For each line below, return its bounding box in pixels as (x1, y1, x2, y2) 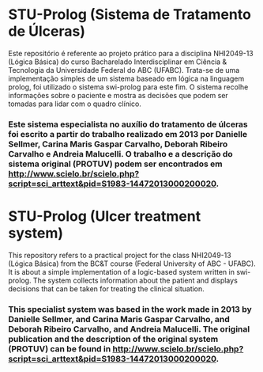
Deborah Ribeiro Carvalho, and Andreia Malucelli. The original (8, 323, 250, 334)
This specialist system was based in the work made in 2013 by (8, 303, 253, 314)
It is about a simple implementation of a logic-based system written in (8, 267, 235, 276)
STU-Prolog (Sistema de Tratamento (8, 6, 251, 24)
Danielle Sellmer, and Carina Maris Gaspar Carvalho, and (8, 313, 231, 325)
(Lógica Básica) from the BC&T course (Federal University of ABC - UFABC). (8, 259, 257, 268)
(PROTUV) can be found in (8, 343, 111, 354)
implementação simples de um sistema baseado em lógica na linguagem (8, 74, 245, 83)
